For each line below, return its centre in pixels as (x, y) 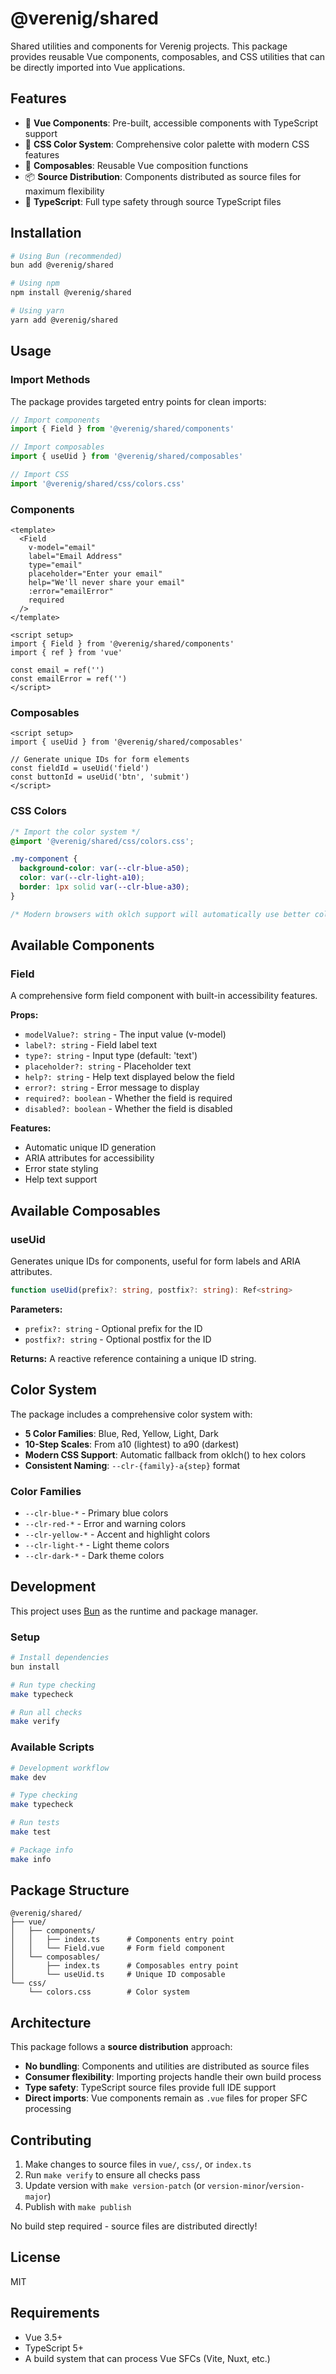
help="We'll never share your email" (107, 583)
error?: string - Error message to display (112, 1088)
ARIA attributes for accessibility (89, 1158)
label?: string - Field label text (91, 1045)
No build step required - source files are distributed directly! (134, 2226)
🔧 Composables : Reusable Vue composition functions (136, 165)
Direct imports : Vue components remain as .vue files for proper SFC (166, 2098)
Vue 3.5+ (43, 2337)
